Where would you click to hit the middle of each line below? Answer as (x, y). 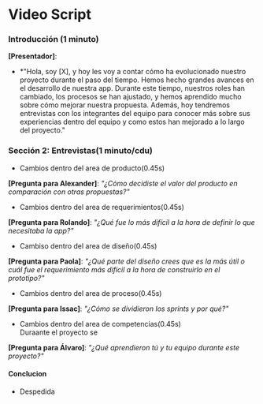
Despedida (37, 391)
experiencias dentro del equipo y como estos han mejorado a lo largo (132, 122)
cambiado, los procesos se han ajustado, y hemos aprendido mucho (130, 97)
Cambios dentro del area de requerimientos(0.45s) (102, 207)
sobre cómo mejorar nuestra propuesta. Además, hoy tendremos (125, 105)
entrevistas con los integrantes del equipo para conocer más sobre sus (135, 114)
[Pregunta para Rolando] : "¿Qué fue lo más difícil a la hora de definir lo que (132, 222)
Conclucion (28, 374)
